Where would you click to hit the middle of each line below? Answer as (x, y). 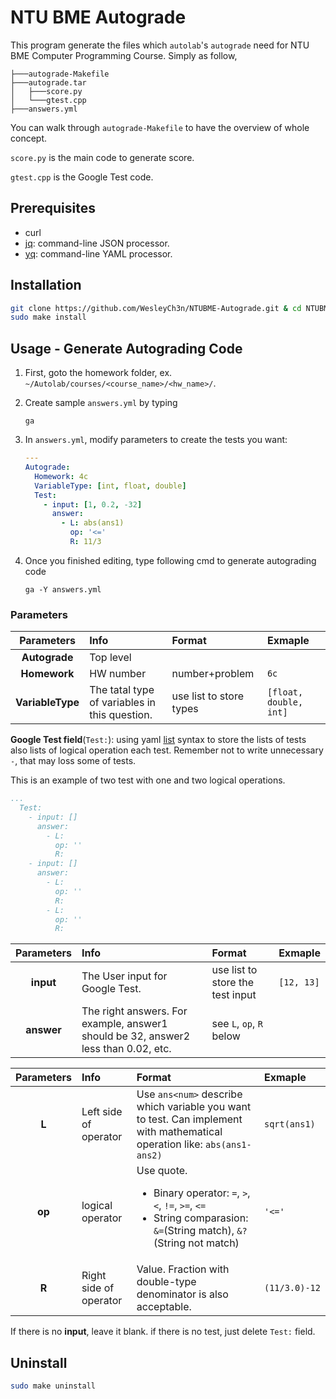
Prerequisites (53, 208)
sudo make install (48, 317)
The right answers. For (134, 1011)
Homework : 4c (61, 476)
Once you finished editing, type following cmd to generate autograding (170, 560)
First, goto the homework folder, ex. (98, 373)
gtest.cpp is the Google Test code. (82, 177)
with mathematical (179, 1132)
